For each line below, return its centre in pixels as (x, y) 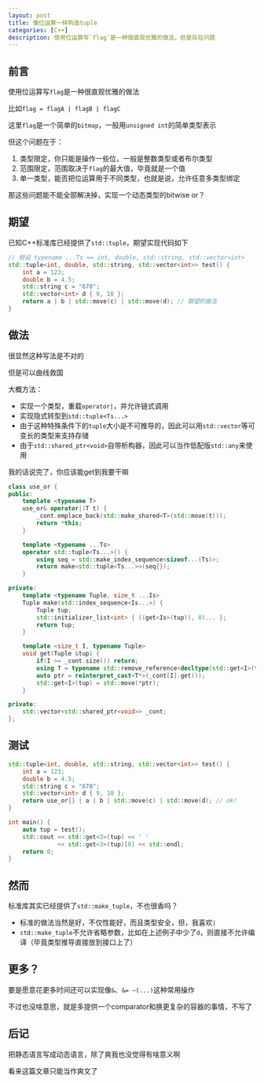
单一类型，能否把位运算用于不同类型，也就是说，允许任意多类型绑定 (130, 179)
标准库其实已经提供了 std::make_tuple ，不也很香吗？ (93, 906)
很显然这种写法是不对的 (46, 356)
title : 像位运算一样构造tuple (53, 23)
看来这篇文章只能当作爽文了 (53, 1070)
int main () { (29, 822)
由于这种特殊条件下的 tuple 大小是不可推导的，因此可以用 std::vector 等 (134, 425)
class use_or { (33, 486)
